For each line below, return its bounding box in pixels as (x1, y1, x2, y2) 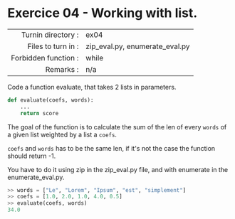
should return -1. (7, 151, 56, 160)
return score (20, 109, 59, 117)
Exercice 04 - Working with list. (7, 5, 198, 21)
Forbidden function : (11, 53, 79, 63)
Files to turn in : (27, 41, 79, 51)
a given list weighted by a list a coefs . (7, 130, 117, 139)
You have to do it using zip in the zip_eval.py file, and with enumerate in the (7, 165, 229, 173)
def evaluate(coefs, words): (7, 96, 94, 104)
